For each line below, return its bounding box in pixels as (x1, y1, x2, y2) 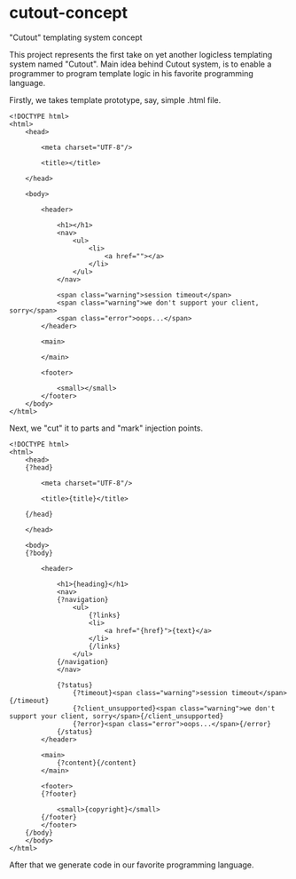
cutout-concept (9, 3, 129, 23)
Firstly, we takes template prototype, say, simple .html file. (9, 94, 222, 105)
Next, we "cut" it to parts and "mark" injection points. (9, 423, 204, 433)
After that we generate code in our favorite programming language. (9, 859, 254, 870)
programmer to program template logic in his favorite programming (9, 67, 254, 78)
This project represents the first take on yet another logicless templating (9, 49, 273, 59)
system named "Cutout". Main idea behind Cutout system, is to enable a (9, 59, 272, 69)
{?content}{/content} (56, 758, 137, 767)
